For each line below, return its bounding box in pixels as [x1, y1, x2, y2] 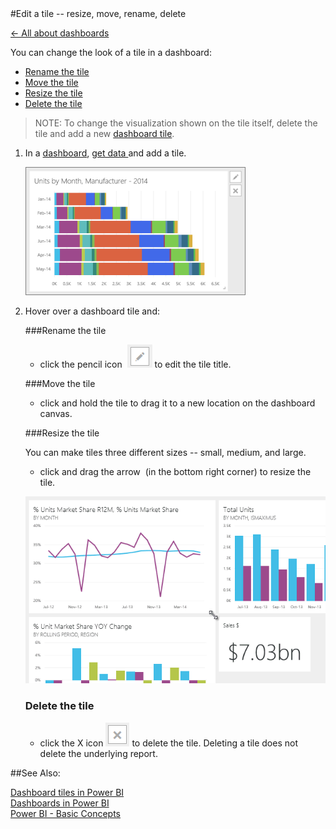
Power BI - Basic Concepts [10, 807, 122, 819]
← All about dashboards [10, 27, 110, 39]
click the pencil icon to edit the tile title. [39, 358, 232, 370]
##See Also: [10, 767, 61, 779]
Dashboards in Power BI [10, 797, 110, 809]
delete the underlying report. [39, 747, 158, 759]
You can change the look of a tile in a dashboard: [10, 47, 212, 58]
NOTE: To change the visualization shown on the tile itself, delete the [34, 117, 318, 129]
